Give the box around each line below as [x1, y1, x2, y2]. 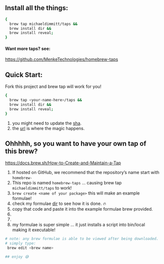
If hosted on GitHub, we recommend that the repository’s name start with [12, 170, 160, 176]
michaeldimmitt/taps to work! [12, 185, 72, 191]
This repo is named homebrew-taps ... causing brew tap [12, 180, 122, 186]
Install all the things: [5, 4, 69, 12]
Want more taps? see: [5, 45, 50, 51]
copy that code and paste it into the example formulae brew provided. [12, 206, 153, 212]
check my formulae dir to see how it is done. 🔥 [12, 200, 106, 207]
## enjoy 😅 [5, 254, 29, 260]
